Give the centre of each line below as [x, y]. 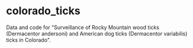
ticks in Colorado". [29, 40]
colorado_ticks [44, 11]
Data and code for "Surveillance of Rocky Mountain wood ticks [83, 27]
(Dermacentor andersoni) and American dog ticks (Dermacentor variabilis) [97, 33]
